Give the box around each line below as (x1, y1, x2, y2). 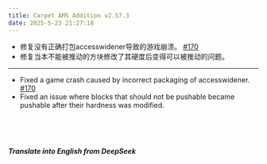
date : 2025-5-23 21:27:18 (8, 19, 94, 27)
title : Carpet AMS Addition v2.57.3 (8, 11, 130, 20)
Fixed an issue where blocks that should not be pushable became (19, 92, 235, 101)
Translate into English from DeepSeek (8, 146, 137, 155)
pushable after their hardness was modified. (19, 100, 164, 109)
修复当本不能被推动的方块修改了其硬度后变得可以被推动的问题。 (19, 51, 229, 61)
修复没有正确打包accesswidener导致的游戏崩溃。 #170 (19, 41, 199, 51)
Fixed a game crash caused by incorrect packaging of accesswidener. (19, 74, 250, 84)
